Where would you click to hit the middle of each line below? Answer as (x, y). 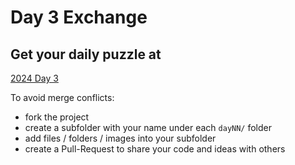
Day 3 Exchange (79, 17)
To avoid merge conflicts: (62, 97)
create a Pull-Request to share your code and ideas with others (155, 149)
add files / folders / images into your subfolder (120, 138)
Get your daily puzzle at (86, 54)
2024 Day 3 (34, 78)
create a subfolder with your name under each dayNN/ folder (148, 127)
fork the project (57, 117)
